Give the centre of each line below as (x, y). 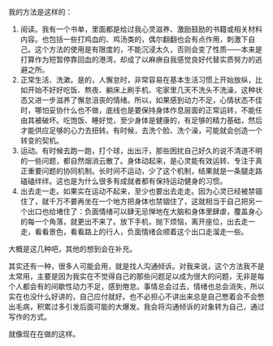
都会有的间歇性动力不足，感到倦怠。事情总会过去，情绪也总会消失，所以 (143, 286)
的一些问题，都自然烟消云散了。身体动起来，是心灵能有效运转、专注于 (138, 161)
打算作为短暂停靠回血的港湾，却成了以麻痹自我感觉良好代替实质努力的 (138, 60)
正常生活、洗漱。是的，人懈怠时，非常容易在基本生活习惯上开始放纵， (138, 80)
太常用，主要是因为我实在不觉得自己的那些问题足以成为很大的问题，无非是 (133, 276)
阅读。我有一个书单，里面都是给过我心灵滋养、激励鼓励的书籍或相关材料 (141, 29)
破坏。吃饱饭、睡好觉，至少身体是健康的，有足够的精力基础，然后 (152, 120)
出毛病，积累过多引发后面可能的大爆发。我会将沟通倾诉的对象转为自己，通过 (136, 307)
